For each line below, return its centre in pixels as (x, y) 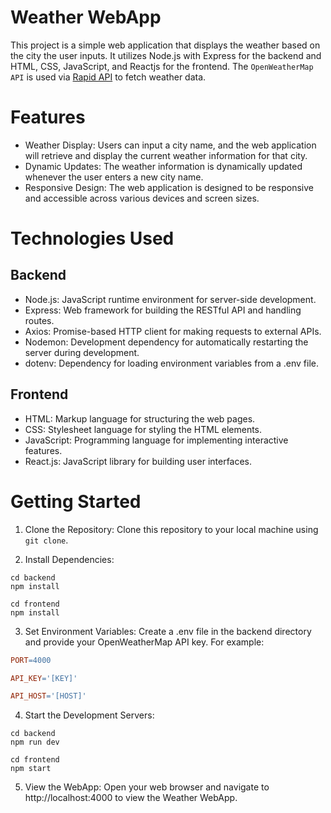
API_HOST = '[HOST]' (48, 696)
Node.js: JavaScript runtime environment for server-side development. (170, 299)
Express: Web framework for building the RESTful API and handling (163, 310)
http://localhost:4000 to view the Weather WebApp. (131, 798)
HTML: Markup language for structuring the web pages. (140, 418)
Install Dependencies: (69, 559)
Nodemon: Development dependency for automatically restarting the (166, 342)
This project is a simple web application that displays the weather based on (165, 45)
